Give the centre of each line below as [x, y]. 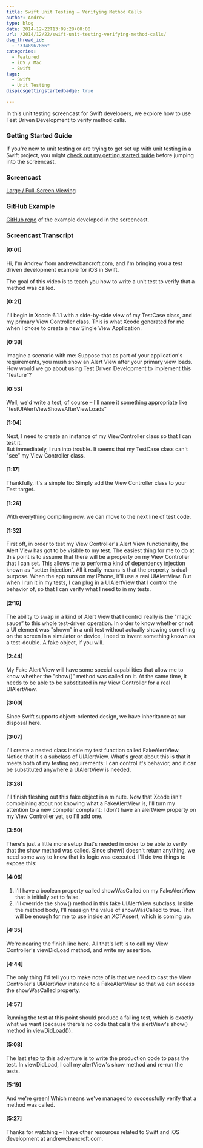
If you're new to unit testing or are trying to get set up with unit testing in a [99, 149]
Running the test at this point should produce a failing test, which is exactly [100, 1018]
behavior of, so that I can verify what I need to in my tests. [79, 589]
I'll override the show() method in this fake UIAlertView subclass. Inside [104, 903]
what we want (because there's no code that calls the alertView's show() [97, 1024]
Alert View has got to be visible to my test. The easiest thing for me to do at [100, 550]
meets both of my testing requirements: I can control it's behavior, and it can [101, 763]
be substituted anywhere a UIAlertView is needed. [69, 770]
